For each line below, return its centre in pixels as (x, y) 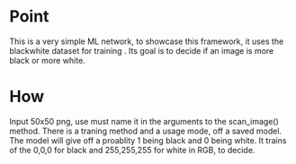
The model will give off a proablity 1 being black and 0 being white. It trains (148, 140)
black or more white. (47, 60)
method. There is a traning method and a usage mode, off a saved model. (145, 131)
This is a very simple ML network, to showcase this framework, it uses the (147, 41)
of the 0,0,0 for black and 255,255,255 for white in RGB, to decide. (132, 150)
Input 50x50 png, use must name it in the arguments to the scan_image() (144, 121)
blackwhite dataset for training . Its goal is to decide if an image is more (142, 50)
